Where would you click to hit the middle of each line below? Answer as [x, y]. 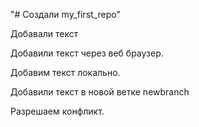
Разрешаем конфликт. [57, 111]
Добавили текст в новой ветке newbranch [100, 92]
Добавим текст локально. [65, 72]
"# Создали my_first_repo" [65, 14]
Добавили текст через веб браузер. [87, 53]
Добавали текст [44, 33]
